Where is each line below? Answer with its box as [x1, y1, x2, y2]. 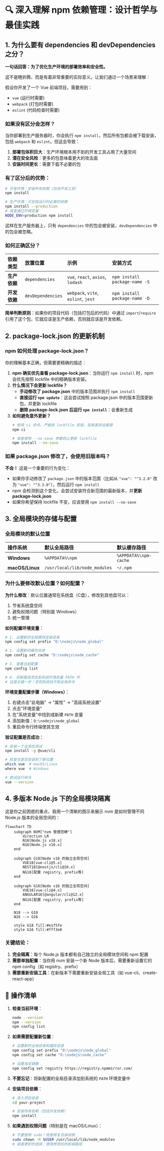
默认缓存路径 [116, 544, 146, 551]
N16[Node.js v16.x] [22, 842, 62, 847]
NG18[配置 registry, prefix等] [22, 869, 84, 875]
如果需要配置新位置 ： [12, 1034, 55, 1040]
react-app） [12, 976, 37, 981]
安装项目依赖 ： [12, 1086, 42, 1091]
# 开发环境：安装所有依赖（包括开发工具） [5, 186, 79, 191]
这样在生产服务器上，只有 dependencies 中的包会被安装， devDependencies [5, 222, 152, 228]
